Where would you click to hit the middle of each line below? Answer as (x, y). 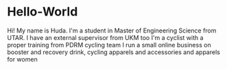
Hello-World (43, 12)
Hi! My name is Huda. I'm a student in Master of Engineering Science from (112, 30)
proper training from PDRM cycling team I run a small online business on (109, 45)
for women (22, 59)
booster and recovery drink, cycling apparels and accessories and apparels (114, 52)
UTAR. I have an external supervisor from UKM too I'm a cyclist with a (105, 37)
